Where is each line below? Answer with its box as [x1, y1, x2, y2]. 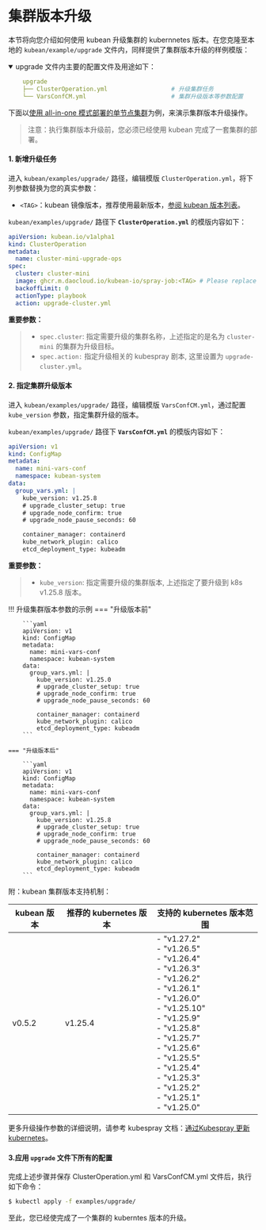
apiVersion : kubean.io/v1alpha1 [8, 233, 115, 240]
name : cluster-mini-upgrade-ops [15, 255, 123, 263]
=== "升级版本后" [8, 747, 59, 755]
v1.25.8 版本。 [39, 587, 85, 597]
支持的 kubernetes [157, 907, 228, 918]
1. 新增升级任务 [8, 154, 57, 163]
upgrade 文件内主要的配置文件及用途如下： [15, 61, 157, 71]
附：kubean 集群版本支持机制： [8, 886, 111, 896]
